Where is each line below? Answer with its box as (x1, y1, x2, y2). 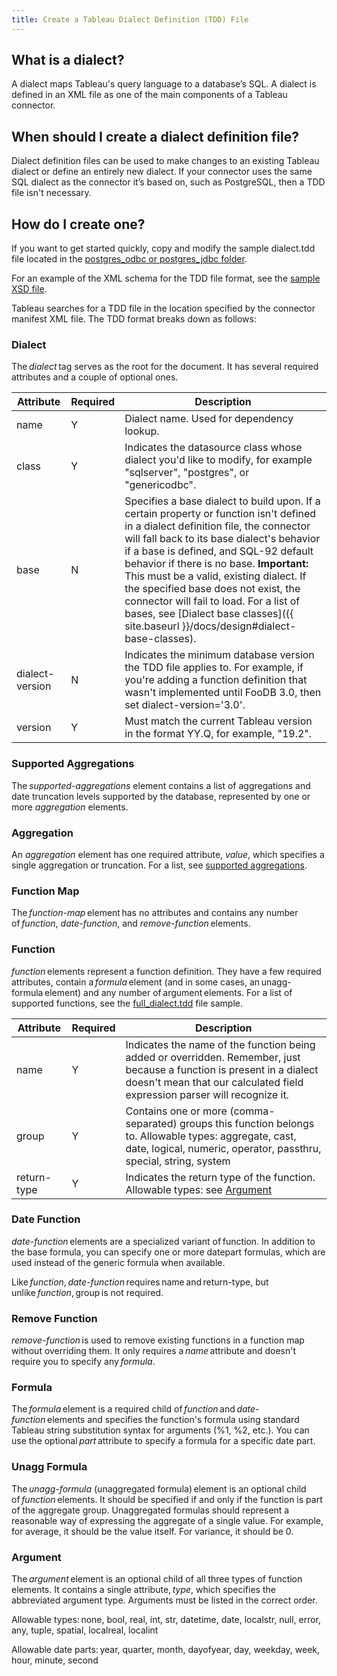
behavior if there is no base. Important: (124, 557, 309, 571)
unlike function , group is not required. (11, 1286, 164, 1298)
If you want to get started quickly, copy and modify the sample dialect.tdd (11, 242, 316, 255)
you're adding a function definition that (124, 673, 308, 687)
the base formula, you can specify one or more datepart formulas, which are (11, 1246, 326, 1258)
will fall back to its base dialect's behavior (124, 532, 321, 546)
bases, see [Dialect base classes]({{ (124, 607, 294, 621)
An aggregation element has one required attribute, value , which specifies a (11, 848, 325, 860)
